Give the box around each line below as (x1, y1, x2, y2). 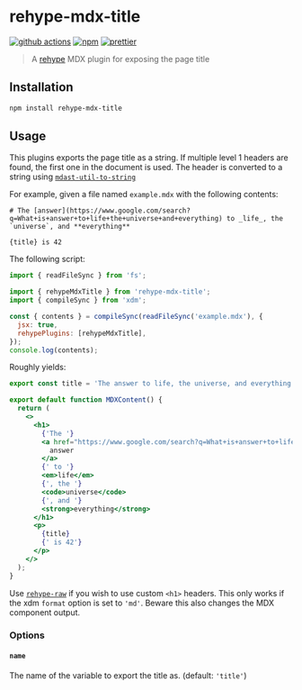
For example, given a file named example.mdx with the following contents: (9, 189, 279, 200)
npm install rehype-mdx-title (9, 104, 123, 113)
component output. (9, 606, 81, 618)
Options (9, 629, 45, 641)
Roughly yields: (9, 362, 67, 373)
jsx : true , (17, 320, 58, 330)
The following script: (9, 254, 85, 265)
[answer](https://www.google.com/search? (32, 206, 191, 215)
